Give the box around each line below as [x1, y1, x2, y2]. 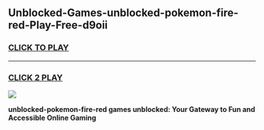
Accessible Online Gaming [8, 113, 97, 122]
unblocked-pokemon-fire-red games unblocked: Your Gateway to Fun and [8, 104, 255, 113]
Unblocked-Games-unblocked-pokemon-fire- [8, 6, 239, 20]
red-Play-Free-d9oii [8, 19, 108, 32]
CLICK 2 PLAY [8, 72, 63, 83]
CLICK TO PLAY [8, 43, 69, 54]
